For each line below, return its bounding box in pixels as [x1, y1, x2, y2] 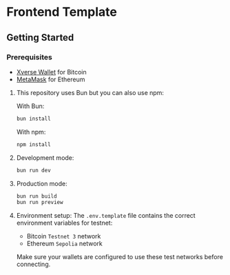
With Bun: [16, 101, 45, 110]
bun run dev [16, 167, 51, 174]
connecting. [16, 260, 51, 269]
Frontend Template [6, 4, 118, 20]
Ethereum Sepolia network [26, 239, 103, 248]
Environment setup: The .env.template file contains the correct [16, 212, 196, 220]
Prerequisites [6, 52, 52, 62]
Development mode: [16, 153, 74, 162]
